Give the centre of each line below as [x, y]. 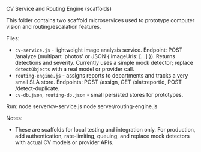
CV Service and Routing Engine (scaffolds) [59, 9]
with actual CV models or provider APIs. [64, 142]
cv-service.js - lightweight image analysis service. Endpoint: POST [99, 50]
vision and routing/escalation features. [54, 27]
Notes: [14, 118]
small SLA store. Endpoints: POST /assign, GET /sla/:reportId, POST [98, 82]
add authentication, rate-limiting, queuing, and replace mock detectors [102, 136]
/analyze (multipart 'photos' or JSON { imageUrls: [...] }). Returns [95, 56]
